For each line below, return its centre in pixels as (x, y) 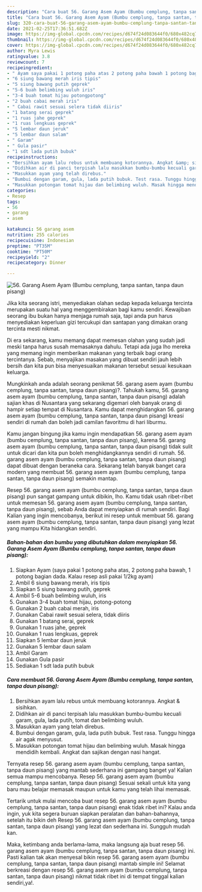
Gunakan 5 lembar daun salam (53, 647)
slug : (13, 23)
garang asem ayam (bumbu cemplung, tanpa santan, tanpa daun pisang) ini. (101, 851)
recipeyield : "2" (28, 257)
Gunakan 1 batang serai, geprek (55, 621)
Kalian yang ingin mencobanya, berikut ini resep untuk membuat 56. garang (100, 516)
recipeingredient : (30, 68)
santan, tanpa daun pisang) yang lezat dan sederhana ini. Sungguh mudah (99, 827)
